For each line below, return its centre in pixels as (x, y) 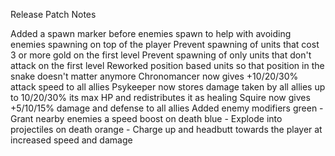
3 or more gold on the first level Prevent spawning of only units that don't (161, 55)
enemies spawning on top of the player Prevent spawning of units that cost (165, 44)
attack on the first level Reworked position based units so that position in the (167, 65)
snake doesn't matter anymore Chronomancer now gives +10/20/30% (154, 76)
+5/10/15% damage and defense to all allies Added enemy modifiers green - (167, 108)
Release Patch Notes (53, 14)
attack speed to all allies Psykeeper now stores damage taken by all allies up (168, 87)
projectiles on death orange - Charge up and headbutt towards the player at (166, 129)
